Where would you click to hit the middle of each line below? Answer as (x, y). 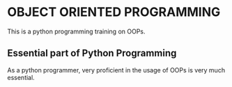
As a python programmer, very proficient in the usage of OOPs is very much (116, 70)
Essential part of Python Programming (92, 53)
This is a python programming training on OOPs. (76, 31)
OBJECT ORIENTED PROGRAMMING (114, 12)
